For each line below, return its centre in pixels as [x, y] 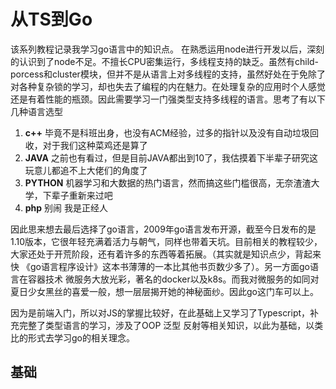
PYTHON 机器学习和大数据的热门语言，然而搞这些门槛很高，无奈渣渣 [168, 182]
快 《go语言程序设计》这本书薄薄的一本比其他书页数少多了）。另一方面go [160, 266]
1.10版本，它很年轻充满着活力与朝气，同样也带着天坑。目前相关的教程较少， [166, 241]
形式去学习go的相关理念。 [81, 337]
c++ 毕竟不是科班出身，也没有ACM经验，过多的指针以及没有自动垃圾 [167, 132]
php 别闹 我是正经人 [66, 207]
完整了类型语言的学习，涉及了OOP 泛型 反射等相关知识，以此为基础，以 [166, 325]
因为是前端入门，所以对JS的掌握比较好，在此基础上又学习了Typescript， [160, 312]
